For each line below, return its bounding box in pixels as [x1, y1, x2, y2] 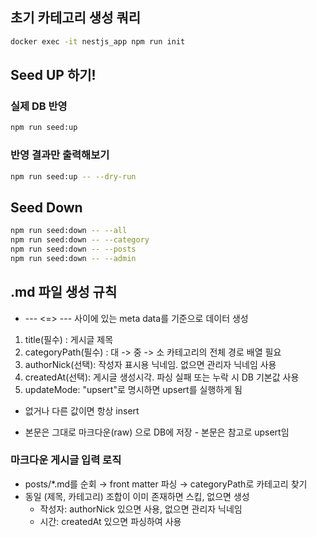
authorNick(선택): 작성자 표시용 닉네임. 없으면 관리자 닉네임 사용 [24, 358, 277, 370]
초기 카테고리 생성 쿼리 [10, 9, 142, 27]
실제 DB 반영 [10, 99, 68, 113]
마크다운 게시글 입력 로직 [10, 453, 122, 467]
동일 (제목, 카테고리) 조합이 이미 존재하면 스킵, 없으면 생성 [24, 490, 250, 502]
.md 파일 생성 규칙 [10, 284, 118, 301]
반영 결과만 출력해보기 [10, 148, 110, 162]
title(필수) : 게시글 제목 [24, 333, 114, 345]
